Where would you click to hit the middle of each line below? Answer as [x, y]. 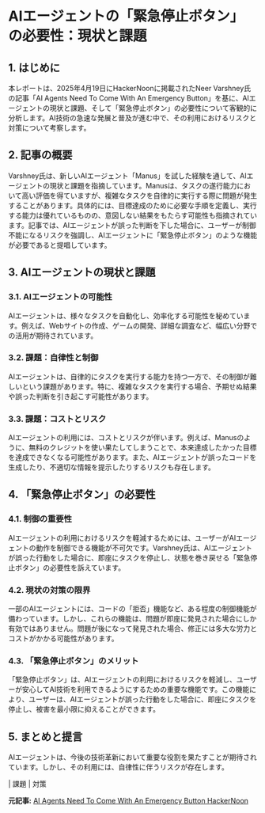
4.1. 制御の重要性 [40, 519]
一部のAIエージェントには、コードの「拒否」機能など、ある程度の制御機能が [132, 609]
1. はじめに [34, 68]
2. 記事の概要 [40, 155]
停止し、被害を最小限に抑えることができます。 [84, 709]
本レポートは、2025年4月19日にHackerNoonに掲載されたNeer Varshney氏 [130, 88]
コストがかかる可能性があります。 [63, 639]
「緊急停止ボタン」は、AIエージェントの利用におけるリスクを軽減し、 [123, 680]
